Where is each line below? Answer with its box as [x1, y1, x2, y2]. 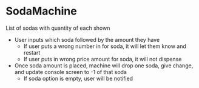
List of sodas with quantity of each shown [5, 24, 110, 32]
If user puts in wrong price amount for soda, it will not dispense [23, 55, 182, 63]
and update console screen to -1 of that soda [14, 68, 127, 75]
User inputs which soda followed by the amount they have [14, 36, 160, 43]
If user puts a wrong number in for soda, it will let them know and [23, 42, 186, 50]
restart [23, 49, 41, 56]
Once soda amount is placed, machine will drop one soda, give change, [14, 62, 194, 69]
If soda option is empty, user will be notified [23, 75, 133, 82]
